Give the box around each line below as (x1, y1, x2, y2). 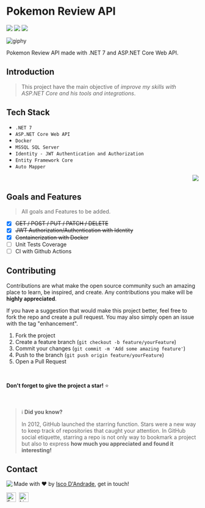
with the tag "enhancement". (6, 319, 78, 327)
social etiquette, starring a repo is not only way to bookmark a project (21, 433, 196, 441)
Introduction (6, 67, 55, 77)
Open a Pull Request (15, 357, 67, 365)
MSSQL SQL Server (15, 144, 60, 151)
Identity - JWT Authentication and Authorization (15, 151, 145, 157)
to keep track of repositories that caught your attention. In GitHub (21, 427, 186, 434)
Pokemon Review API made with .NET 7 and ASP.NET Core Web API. (6, 49, 179, 56)
